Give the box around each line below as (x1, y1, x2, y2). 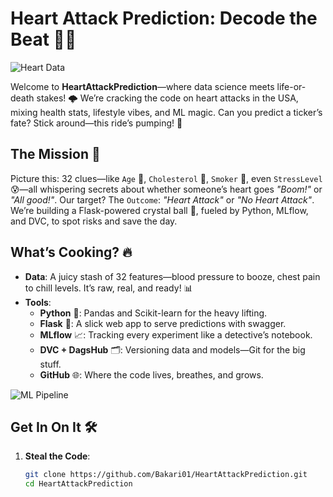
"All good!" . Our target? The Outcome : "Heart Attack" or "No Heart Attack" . (10, 193, 315, 206)
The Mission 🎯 (10, 146, 101, 163)
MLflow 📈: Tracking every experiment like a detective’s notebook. (39, 328, 313, 341)
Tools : (24, 296, 52, 308)
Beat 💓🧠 (10, 28, 77, 51)
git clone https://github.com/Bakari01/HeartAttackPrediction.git (24, 470, 308, 480)
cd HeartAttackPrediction (24, 479, 133, 489)
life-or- (276, 80, 307, 92)
